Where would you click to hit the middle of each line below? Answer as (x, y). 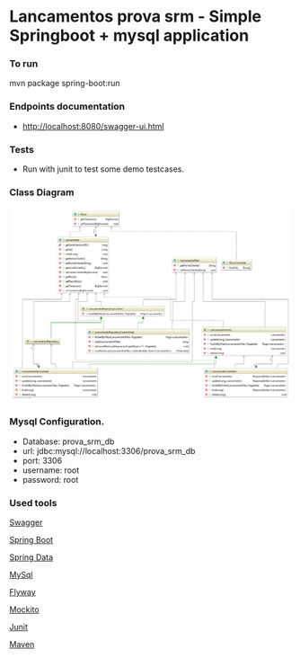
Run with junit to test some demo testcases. (103, 169)
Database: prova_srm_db (68, 441)
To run (24, 64)
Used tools (33, 502)
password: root (50, 479)
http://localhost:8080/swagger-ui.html (93, 126)
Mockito (24, 609)
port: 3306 (42, 460)
